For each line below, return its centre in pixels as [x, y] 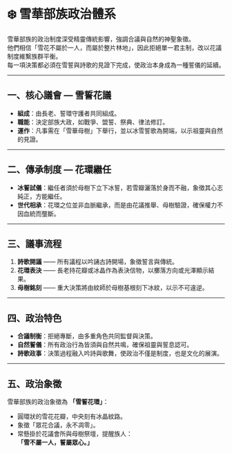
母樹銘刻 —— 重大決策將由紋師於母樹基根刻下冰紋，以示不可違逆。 [113, 288]
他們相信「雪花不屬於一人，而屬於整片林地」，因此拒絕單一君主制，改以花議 [115, 47]
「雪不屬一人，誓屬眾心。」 [55, 442]
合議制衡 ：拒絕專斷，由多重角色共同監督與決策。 [87, 336]
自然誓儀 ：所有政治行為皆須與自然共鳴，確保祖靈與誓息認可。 [105, 345]
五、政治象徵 [35, 383]
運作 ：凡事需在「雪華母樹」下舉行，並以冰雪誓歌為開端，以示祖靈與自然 [120, 130]
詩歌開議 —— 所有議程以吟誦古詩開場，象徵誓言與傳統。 [97, 262]
